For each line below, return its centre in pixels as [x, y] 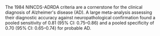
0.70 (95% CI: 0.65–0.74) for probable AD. [48, 28]
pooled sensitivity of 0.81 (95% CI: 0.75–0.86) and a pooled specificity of [80, 23]
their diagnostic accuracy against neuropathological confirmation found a [80, 18]
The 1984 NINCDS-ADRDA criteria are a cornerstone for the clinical [74, 7]
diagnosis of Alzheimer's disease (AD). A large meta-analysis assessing [79, 12]
